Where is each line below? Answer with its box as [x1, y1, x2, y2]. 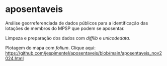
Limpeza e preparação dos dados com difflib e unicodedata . [5, 35, 131, 41]
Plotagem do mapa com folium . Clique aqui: [5, 44, 96, 50]
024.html [5, 55, 24, 61]
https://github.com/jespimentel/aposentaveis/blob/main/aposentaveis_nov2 [5, 50, 162, 56]
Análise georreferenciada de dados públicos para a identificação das [5, 20, 148, 26]
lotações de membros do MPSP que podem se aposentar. [5, 25, 125, 31]
